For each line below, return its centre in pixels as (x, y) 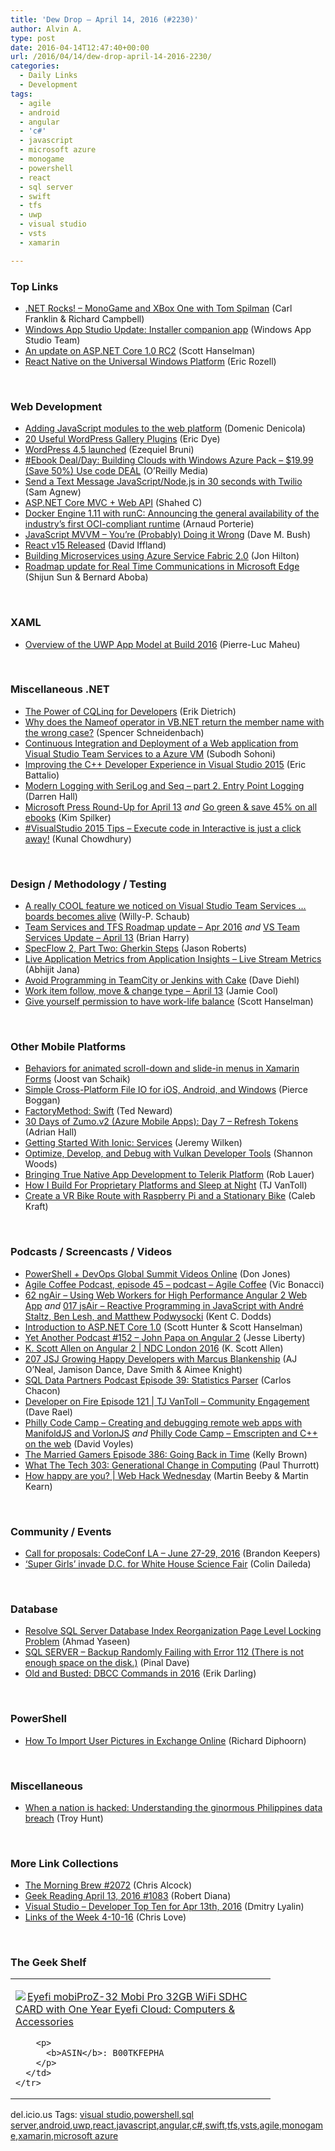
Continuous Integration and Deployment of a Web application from (161, 743)
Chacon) (42, 1390)
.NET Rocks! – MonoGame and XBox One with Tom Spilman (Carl (158, 308)
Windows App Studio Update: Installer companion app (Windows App (168, 329)
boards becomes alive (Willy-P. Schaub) (107, 917)
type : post (33, 38)
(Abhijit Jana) (52, 970)
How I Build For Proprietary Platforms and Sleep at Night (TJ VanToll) (166, 1185)
